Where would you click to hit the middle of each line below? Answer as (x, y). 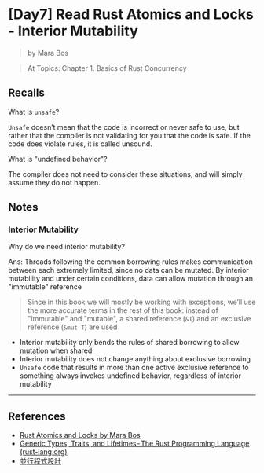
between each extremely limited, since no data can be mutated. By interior (128, 270)
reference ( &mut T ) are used (72, 327)
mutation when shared (56, 350)
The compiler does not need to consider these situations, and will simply (125, 174)
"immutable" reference (45, 287)
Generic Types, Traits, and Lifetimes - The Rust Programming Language (134, 444)
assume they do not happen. (54, 182)
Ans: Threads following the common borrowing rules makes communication (131, 262)
